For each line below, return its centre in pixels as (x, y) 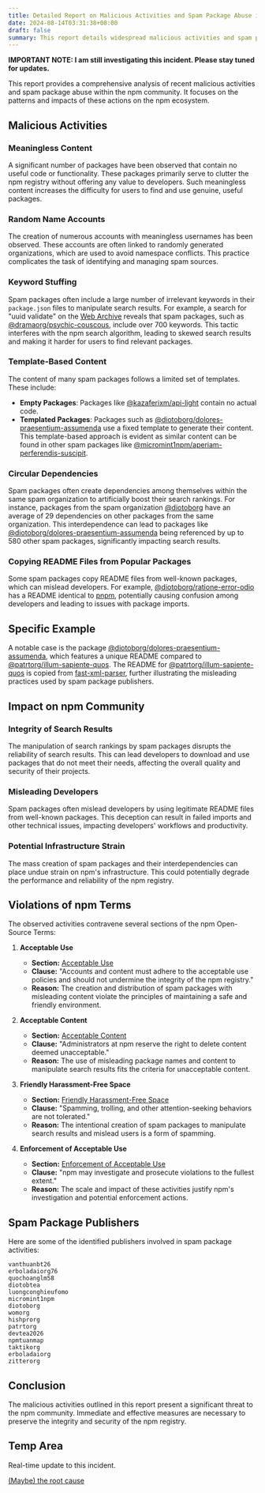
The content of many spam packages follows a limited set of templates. (124, 379)
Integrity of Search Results (60, 729)
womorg (19, 1313)
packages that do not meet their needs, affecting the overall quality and (124, 763)
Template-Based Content (58, 362)
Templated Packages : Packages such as (86, 419)
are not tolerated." (61, 1117)
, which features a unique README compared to (124, 656)
